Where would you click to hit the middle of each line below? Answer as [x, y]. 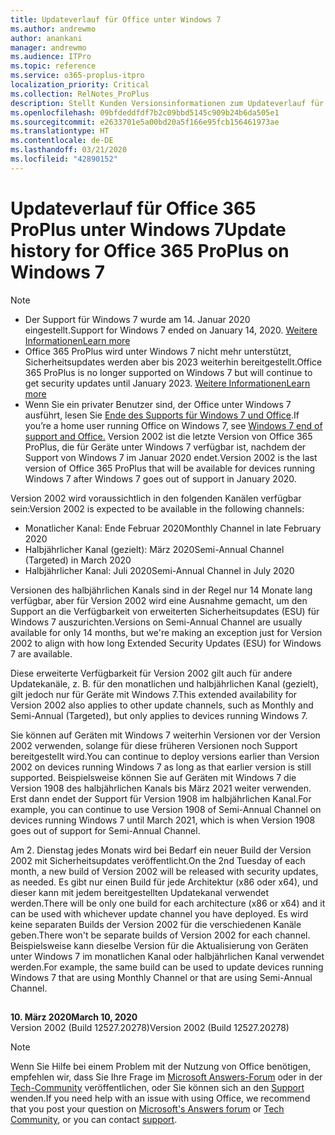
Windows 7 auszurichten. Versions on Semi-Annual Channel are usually [156, 622]
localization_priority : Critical [80, 85]
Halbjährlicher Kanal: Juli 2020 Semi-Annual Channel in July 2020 [159, 570]
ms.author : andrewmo [53, 29]
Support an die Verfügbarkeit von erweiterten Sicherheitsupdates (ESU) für [165, 611]
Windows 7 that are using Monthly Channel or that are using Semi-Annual [161, 977]
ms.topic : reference [53, 66]
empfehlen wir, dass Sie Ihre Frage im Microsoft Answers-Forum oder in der [166, 1077]
